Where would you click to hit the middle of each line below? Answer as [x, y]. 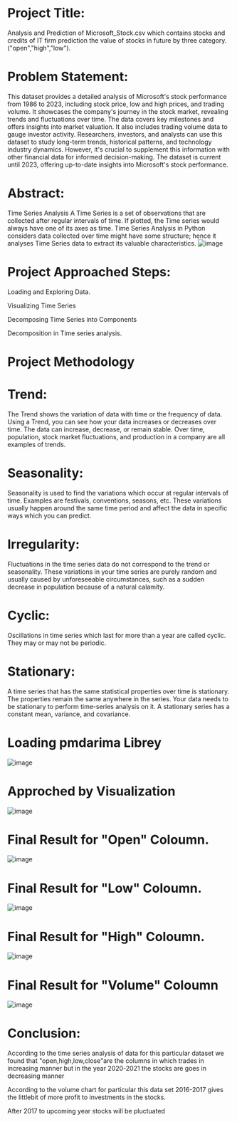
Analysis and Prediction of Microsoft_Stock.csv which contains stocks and [116, 33]
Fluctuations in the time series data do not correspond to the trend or [109, 564]
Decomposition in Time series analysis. [65, 333]
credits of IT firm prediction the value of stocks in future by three [102, 40]
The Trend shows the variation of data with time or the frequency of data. [115, 414]
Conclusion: [44, 1033]
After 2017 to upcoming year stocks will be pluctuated [86, 1111]
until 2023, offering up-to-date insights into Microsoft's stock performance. [118, 164]
